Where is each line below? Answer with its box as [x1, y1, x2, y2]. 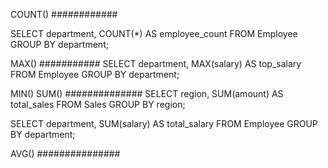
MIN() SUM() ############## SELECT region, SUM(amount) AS [10, 88, 284, 99]
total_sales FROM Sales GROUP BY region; [10, 99, 186, 110]
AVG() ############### [10, 148, 121, 159]
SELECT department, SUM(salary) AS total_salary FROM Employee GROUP [10, 118, 318, 129]
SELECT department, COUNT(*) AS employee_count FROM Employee [10, 28, 298, 39]
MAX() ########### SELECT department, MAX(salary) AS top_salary [10, 58, 302, 69]
